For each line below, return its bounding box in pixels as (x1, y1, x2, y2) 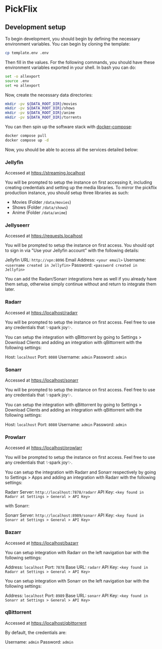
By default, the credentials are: (5, 629, 67, 635)
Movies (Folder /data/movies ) (12, 199, 72, 205)
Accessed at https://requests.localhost (5, 233, 83, 239)
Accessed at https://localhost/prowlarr (5, 445, 83, 451)
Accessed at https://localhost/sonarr (5, 377, 79, 383)
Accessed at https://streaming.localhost (5, 170, 85, 176)
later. (5, 286, 16, 292)
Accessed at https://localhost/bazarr (5, 540, 79, 546)
